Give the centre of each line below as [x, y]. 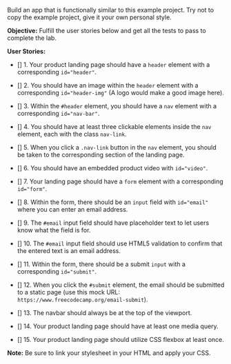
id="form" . [32, 189]
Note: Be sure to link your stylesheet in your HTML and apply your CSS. [109, 353]
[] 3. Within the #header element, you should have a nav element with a [117, 106]
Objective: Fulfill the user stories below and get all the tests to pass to [107, 31]
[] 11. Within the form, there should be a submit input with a [101, 264]
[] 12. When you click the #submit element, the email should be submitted [121, 285]
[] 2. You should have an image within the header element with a [108, 85]
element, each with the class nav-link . [72, 134]
